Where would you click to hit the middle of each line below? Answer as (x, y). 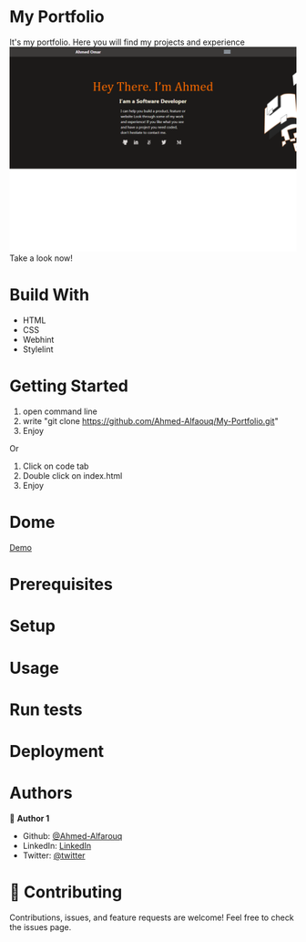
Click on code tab (56, 466)
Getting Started (69, 386)
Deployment (57, 751)
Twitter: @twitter (54, 855)
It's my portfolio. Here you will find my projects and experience (127, 42)
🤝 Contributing (66, 892)
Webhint (38, 340)
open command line (60, 411)
